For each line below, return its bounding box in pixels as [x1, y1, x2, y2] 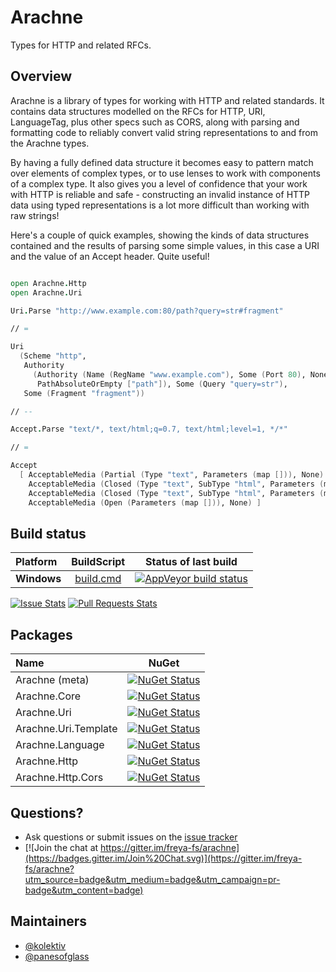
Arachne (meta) [15, 673, 90, 687]
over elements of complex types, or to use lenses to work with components [10, 167, 321, 179]
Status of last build [145, 555, 238, 569]
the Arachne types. [10, 137, 90, 149]
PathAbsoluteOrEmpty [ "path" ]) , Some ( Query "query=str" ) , [36, 379, 288, 389]
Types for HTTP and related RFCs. [10, 39, 152, 51]
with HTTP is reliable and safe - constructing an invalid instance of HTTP [10, 188, 311, 200]
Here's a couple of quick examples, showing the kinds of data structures [10, 229, 310, 241]
